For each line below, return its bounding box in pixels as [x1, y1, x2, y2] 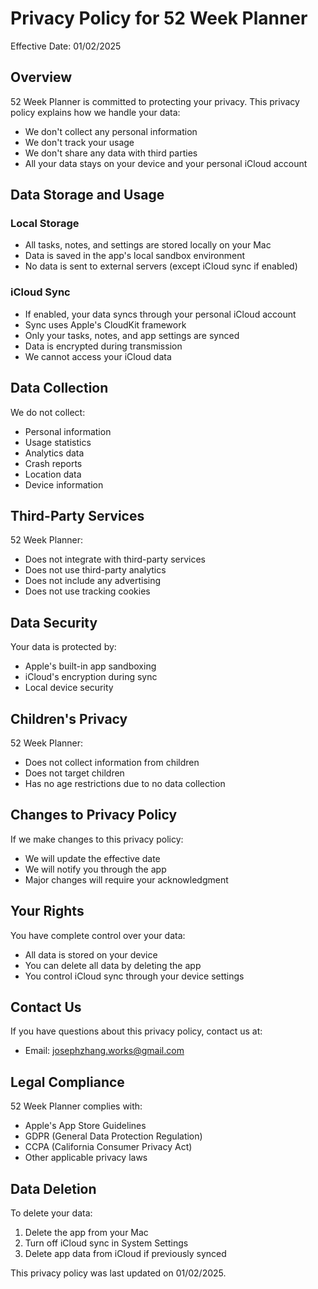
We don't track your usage [24, 136, 135, 148]
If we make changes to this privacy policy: [10, 833, 184, 845]
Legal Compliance [10, 1073, 125, 1091]
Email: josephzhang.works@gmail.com [24, 1045, 185, 1057]
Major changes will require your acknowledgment [24, 873, 229, 886]
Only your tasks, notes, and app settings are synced [24, 329, 240, 341]
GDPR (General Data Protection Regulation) [24, 1130, 203, 1142]
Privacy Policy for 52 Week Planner [10, 7, 308, 30]
